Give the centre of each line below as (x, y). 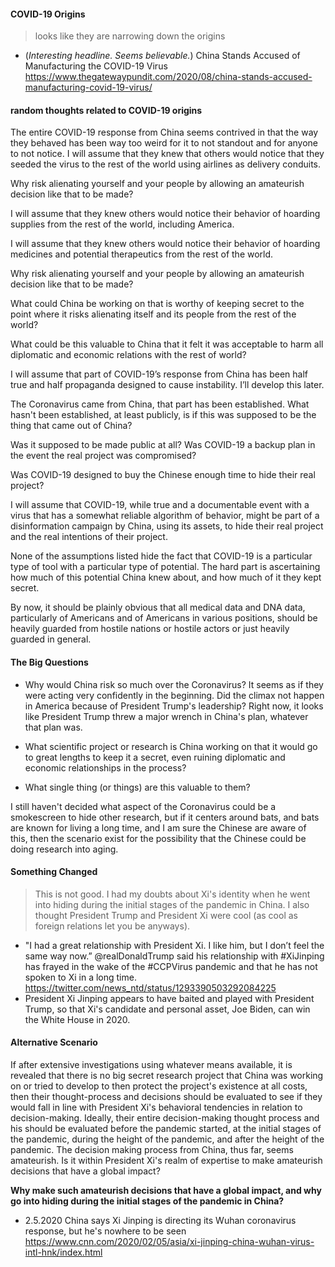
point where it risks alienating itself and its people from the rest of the (153, 314)
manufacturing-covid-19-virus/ (88, 87)
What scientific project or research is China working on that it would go (171, 746)
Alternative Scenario (54, 1042)
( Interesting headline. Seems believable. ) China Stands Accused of (162, 56)
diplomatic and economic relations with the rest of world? (128, 355)
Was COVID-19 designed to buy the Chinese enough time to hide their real (163, 475)
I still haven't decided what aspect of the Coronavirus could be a (143, 806)
